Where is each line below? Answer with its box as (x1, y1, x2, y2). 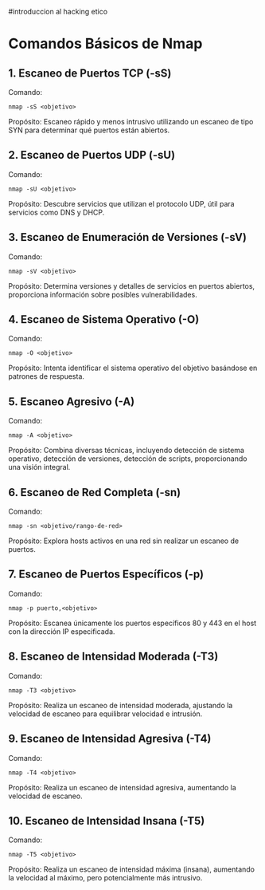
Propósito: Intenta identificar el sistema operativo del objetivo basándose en (8, 363, 258, 373)
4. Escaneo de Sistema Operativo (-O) (8, 313, 200, 326)
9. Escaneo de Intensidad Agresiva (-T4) (8, 732, 212, 746)
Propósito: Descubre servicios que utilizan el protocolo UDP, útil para (8, 199, 235, 208)
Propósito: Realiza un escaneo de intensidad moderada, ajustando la (8, 700, 233, 710)
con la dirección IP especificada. (8, 626, 115, 636)
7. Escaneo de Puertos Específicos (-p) (8, 568, 205, 581)
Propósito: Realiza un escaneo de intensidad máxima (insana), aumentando (8, 864, 255, 874)
